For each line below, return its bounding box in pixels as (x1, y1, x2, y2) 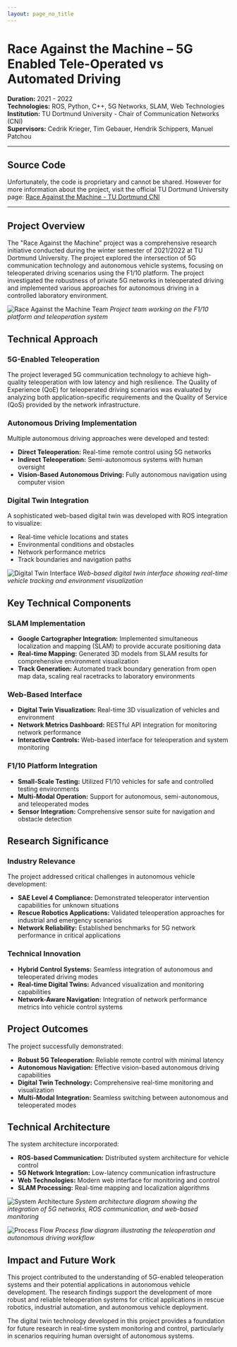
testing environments (17, 785, 80, 793)
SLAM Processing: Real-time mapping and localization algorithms (17, 1184, 210, 1192)
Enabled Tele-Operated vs (7, 56, 164, 71)
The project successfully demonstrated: (7, 1041, 123, 1051)
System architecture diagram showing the (75, 1197, 197, 1206)
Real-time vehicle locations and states (17, 533, 129, 541)
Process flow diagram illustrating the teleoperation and (55, 1226, 216, 1235)
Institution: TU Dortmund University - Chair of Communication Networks (7, 109, 220, 117)
